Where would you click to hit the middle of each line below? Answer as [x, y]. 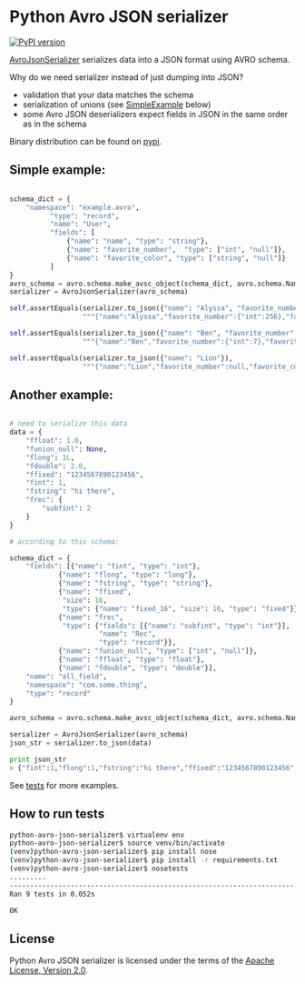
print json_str [38, 759]
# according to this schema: [64, 542]
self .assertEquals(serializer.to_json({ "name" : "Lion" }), [121, 358]
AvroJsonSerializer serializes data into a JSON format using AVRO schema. [150, 59]
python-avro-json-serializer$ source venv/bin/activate [117, 843]
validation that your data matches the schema [108, 95]
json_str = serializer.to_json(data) [81, 743]
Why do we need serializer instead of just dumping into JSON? [126, 77]
